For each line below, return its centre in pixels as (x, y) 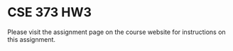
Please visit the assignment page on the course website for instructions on (116, 32)
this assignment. (31, 39)
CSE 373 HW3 (50, 12)
